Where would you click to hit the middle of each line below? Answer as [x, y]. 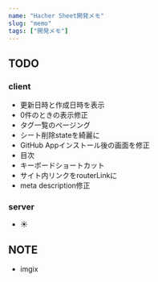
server [21, 206]
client [20, 86]
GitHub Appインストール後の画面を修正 [85, 145]
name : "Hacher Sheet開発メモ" [56, 16]
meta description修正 [55, 185]
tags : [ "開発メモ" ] [38, 31]
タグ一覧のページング [55, 125]
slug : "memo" [30, 23]
